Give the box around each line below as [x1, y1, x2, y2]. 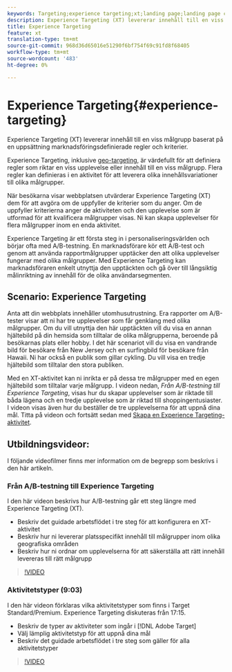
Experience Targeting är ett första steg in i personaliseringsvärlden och [7, 234, 210, 242]
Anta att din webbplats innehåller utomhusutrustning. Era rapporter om [7, 309, 209, 318]
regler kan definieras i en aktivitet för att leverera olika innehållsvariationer [7, 170, 218, 179]
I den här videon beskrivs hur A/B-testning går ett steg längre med [7, 497, 197, 505]
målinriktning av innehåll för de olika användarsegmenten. [7, 271, 172, 279]
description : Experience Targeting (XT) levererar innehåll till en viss [7, 17, 224, 24]
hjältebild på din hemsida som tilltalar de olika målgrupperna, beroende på [7, 332, 218, 340]
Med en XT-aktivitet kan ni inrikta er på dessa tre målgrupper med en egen [7, 374, 220, 383]
